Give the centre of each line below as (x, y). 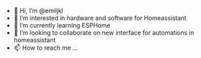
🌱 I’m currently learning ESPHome (62, 25)
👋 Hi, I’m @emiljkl (38, 11)
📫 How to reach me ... (46, 48)
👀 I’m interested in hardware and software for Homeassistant (100, 18)
